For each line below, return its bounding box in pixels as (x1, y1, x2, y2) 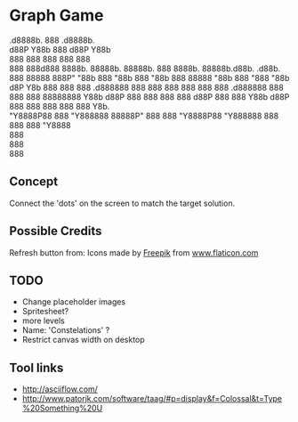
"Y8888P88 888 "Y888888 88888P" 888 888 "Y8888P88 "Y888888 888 (9, 110, 279, 121)
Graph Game (9, 5, 104, 26)
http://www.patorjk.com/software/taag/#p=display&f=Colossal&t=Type (21, 394, 283, 404)
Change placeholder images (21, 296, 126, 307)
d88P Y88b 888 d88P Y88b (9, 44, 111, 54)
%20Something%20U (21, 402, 103, 414)
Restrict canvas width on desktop (21, 335, 145, 345)
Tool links (9, 360, 64, 375)
